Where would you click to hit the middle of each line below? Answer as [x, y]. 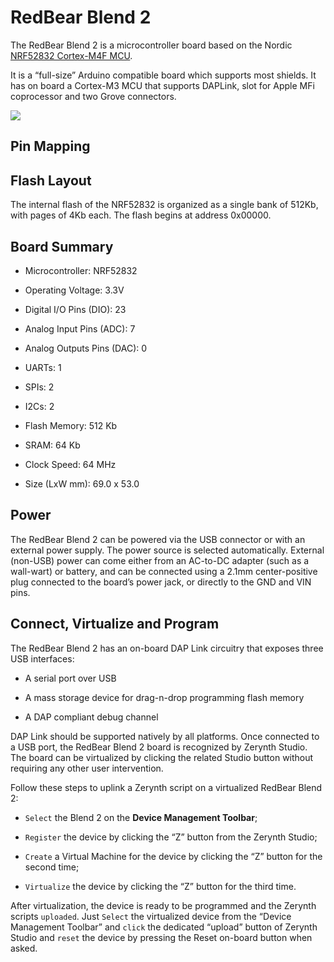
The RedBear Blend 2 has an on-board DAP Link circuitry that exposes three [167, 648]
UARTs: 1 [43, 367]
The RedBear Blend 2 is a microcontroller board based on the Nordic [151, 45]
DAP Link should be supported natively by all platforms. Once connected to [165, 736]
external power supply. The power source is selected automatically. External [167, 550]
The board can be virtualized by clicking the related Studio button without [162, 757]
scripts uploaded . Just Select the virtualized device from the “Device [151, 916]
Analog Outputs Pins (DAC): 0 [86, 348]
